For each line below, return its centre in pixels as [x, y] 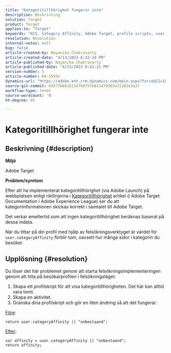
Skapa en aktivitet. [32, 297]
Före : [11, 313]
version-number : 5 [25, 72]
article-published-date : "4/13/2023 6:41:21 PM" [58, 67]
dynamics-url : [20, 81]
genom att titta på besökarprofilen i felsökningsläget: [61, 276]
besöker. [15, 243]
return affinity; [24, 345]
